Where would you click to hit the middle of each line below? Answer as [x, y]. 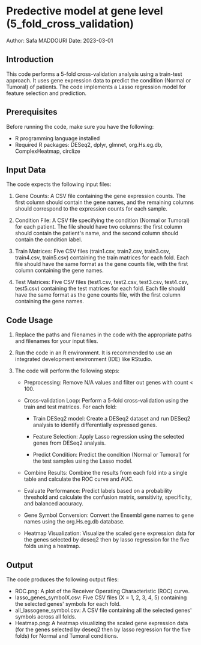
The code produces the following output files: [62, 579]
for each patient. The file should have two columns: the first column [99, 227]
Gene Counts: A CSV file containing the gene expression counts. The [100, 196]
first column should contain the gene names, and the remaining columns [104, 202]
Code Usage [30, 320]
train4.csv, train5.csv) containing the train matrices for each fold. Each [102, 258]
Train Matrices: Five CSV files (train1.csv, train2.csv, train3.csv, [93, 252]
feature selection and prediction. [46, 93]
